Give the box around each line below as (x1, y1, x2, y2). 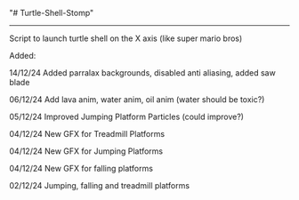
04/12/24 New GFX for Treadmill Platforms (9, 129, 166, 139)
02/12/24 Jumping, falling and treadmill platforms (9, 180, 190, 190)
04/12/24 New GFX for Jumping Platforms (9, 146, 163, 156)
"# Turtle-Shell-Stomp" (9, 8, 94, 18)
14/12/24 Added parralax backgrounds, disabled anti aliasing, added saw (9, 68, 276, 78)
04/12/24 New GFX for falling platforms (9, 164, 154, 173)
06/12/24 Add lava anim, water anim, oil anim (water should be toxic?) (9, 94, 265, 105)
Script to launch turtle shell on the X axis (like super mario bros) (9, 33, 243, 44)
